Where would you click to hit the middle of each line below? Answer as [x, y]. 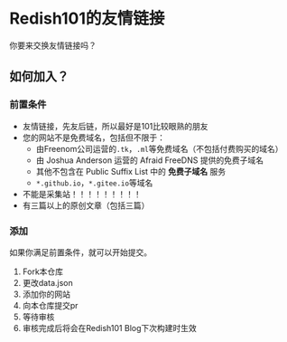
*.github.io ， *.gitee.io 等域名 [94, 183]
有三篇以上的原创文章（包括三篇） [86, 205]
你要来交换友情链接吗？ [53, 45]
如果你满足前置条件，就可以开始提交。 [80, 252]
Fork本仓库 [43, 271]
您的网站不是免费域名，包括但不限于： [93, 138]
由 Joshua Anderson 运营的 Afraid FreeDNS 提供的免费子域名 [150, 160]
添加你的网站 [46, 294]
